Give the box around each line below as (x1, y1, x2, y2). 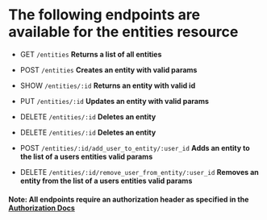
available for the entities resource (8, 23, 239, 41)
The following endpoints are (8, 6, 200, 24)
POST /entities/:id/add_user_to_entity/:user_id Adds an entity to (19, 143, 250, 152)
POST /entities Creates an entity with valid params (19, 64, 198, 74)
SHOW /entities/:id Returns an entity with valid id (19, 81, 196, 90)
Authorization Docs (8, 203, 75, 213)
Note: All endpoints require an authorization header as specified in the (8, 194, 249, 204)
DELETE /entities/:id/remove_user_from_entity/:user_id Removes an (19, 167, 260, 176)
